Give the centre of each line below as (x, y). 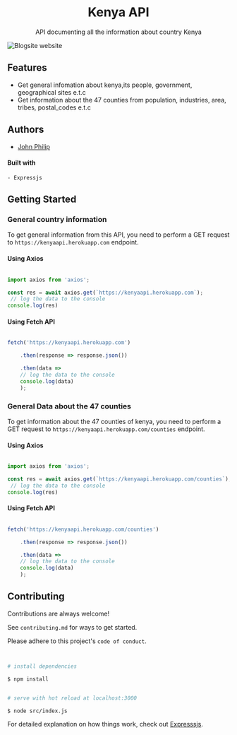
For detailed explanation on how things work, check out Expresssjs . (105, 724)
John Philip (34, 146)
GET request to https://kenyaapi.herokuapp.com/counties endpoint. (107, 429)
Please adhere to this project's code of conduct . (77, 641)
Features (27, 68)
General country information (57, 220)
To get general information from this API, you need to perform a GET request (119, 235)
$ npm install (28, 679)
